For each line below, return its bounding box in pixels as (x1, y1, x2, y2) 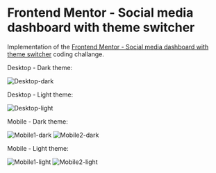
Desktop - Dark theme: (7, 63, 73, 72)
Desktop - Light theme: (7, 90, 74, 99)
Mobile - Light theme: (7, 144, 69, 152)
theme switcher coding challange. (7, 50, 104, 58)
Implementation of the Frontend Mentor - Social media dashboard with (7, 42, 209, 51)
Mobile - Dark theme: (7, 117, 68, 126)
